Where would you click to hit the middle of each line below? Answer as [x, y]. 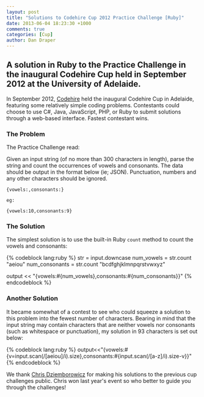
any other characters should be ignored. [57, 179]
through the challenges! [36, 387]
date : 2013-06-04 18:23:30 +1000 [49, 23]
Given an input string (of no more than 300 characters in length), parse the [100, 159]
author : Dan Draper [31, 40]
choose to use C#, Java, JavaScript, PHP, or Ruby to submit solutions [94, 112]
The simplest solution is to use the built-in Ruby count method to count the [100, 240]
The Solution [26, 226]
